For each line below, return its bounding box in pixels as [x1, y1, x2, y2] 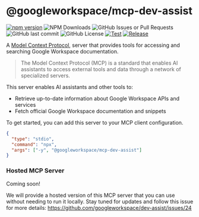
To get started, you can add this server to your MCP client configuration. [6, 119, 184, 126]
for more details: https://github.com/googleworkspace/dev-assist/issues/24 [6, 204, 192, 211]
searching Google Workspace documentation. [6, 47, 119, 55]
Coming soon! [6, 180, 40, 187]
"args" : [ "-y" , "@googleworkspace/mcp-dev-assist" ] [11, 147, 143, 153]
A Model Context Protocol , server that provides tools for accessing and [6, 42, 180, 49]
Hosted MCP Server [6, 167, 65, 175]
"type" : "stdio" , [11, 136, 55, 142]
